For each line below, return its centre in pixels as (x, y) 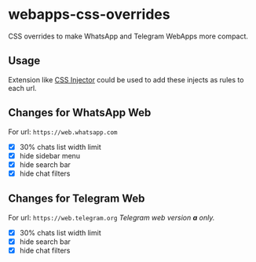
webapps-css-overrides (89, 15)
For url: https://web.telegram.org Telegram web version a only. (112, 217)
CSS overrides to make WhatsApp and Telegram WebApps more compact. (128, 36)
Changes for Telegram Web (77, 199)
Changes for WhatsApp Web (80, 113)
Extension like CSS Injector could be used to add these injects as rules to (126, 79)
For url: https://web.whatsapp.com (63, 132)
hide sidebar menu (50, 155)
